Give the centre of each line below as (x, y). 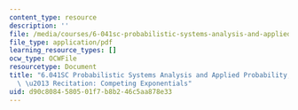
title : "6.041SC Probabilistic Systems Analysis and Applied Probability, (150, 75)
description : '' (39, 26)
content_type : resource (53, 17)
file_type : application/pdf (61, 42)
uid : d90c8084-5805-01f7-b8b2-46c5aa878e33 (91, 91)
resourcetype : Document (53, 67)
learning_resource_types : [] (63, 51)
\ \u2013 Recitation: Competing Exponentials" (105, 83)
